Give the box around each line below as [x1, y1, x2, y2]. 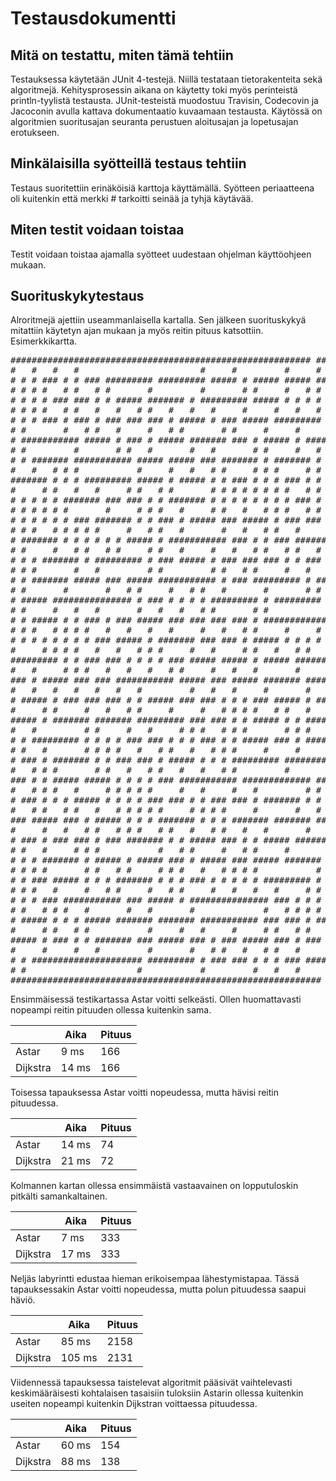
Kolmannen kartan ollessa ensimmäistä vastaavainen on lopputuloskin [10, 1180, 299, 1192]
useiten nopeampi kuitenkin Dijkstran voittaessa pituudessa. [10, 1398, 258, 1410]
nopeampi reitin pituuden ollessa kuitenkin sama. [10, 1004, 212, 1016]
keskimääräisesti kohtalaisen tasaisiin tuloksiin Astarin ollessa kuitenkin [10, 1387, 304, 1399]
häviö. [10, 1294, 36, 1306]
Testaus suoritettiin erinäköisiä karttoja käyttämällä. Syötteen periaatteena [10, 182, 315, 194]
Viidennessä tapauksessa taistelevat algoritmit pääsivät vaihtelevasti [10, 1377, 293, 1389]
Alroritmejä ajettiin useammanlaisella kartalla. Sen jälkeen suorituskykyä [10, 314, 307, 326]
